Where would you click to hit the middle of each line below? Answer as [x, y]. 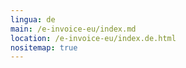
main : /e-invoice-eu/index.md [73, 29]
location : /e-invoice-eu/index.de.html [93, 38]
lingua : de [33, 19]
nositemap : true [44, 47]
